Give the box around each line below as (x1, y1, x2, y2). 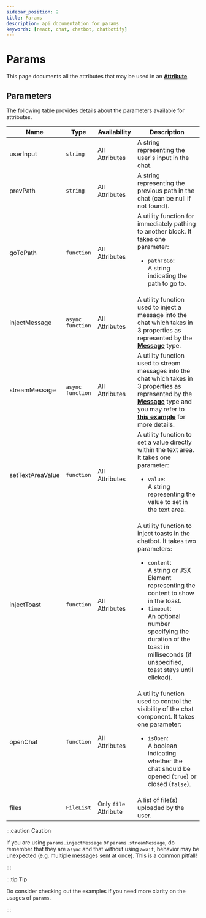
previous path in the (137, 186, 195, 195)
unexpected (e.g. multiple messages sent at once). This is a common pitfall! (6, 852, 197, 859)
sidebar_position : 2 (6, 9, 59, 15)
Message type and (137, 397, 192, 405)
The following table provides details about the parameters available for (6, 107, 185, 114)
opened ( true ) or (148, 772, 197, 781)
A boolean (148, 741, 178, 750)
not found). (137, 202, 170, 210)
